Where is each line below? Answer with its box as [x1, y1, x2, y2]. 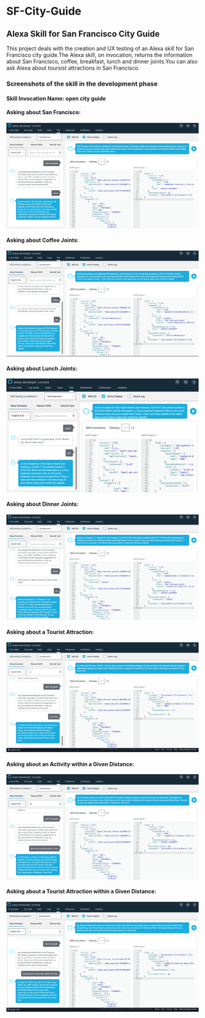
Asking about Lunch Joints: [6, 365, 78, 372]
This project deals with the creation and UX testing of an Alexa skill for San [6, 45, 194, 52]
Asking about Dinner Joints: [6, 500, 79, 508]
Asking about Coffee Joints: [6, 236, 79, 244]
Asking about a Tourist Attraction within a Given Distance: [6, 888, 157, 895]
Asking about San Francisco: [6, 109, 81, 116]
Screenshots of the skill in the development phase [6, 79, 158, 88]
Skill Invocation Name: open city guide [6, 95, 106, 102]
